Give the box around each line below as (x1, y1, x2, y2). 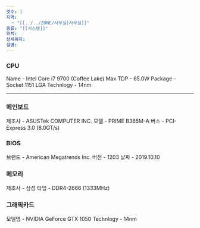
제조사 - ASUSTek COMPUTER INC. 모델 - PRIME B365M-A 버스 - (6, 117, 165, 125)
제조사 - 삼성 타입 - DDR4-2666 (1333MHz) (6, 185, 110, 192)
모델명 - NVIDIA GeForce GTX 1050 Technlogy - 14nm (6, 215, 137, 223)
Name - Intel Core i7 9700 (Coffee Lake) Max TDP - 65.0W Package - (6, 75, 177, 82)
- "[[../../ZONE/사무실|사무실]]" (11, 20, 90, 26)
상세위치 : (6, 36, 26, 42)
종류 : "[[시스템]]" (6, 25, 49, 32)
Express (6, 124, 26, 132)
